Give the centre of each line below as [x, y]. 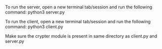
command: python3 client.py [34, 27]
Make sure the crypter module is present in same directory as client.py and [81, 36]
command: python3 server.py [35, 12]
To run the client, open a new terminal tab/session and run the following [78, 22]
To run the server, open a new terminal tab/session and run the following [79, 7]
